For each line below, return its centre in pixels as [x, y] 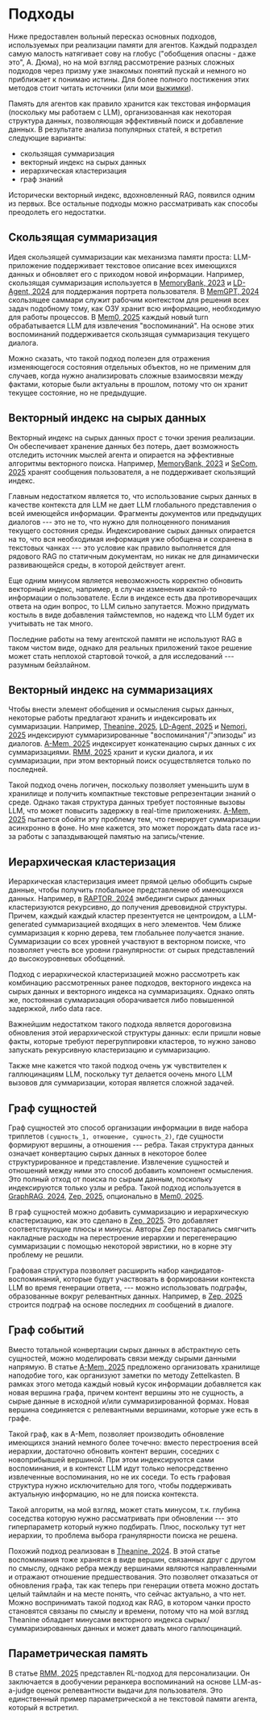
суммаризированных [45, 1628]
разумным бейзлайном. [50, 665]
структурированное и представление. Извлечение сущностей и [119, 1162]
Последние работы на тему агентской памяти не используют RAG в [125, 639]
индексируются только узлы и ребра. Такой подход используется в [125, 1187]
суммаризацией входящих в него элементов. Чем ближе [143, 925]
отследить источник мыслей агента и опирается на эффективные [121, 455]
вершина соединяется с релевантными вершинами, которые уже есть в [133, 1409]
